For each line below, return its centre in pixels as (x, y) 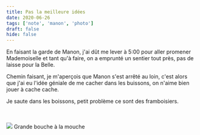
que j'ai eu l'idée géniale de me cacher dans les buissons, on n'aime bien (98, 83)
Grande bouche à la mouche (49, 127)
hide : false (21, 35)
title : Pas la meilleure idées (46, 12)
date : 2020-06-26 (28, 18)
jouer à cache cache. (33, 89)
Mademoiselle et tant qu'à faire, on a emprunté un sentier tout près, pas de (100, 58)
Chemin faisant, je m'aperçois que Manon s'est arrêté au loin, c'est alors (97, 77)
